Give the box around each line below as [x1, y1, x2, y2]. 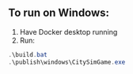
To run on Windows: [8, 6, 109, 20]
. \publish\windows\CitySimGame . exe [8, 58, 126, 66]
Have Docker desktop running [19, 27, 118, 36]
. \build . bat [8, 50, 47, 58]
